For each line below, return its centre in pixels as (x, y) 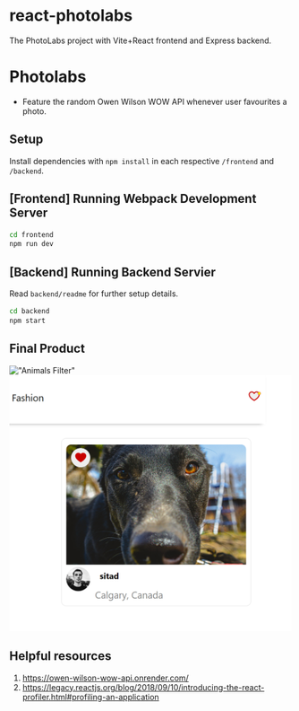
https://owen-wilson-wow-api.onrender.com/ (106, 678)
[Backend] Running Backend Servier (113, 272)
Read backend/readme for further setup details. (94, 294)
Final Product (47, 349)
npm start (28, 320)
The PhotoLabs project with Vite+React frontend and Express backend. (141, 40)
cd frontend (31, 234)
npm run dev (31, 244)
